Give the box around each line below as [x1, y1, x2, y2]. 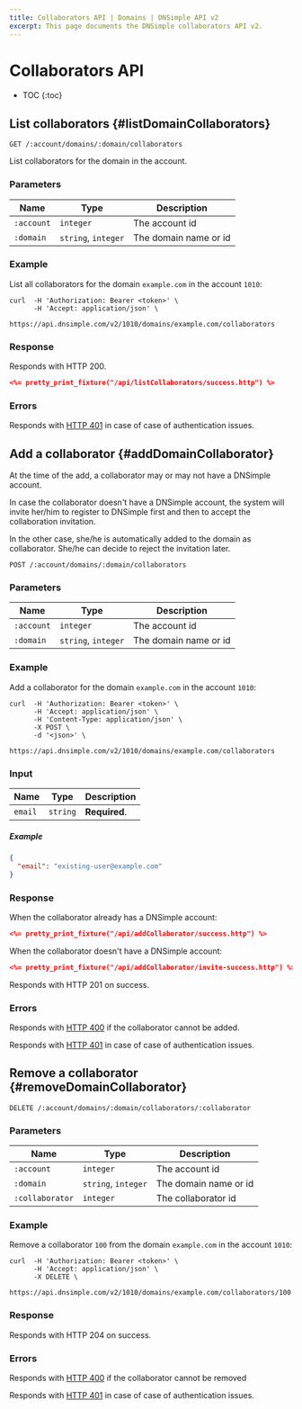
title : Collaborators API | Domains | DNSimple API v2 [9, 13, 219, 22]
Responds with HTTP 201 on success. [9, 979, 150, 990]
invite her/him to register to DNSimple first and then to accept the [9, 507, 252, 517]
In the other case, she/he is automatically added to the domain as [9, 534, 252, 544]
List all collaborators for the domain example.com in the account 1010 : [9, 278, 262, 289]
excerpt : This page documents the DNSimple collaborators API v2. [9, 22, 263, 31]
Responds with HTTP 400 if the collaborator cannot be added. [9, 1022, 240, 1033]
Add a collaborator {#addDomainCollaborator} [9, 446, 274, 462]
